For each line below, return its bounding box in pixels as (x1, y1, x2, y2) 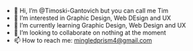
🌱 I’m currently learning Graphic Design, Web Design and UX (13, 21, 186, 29)
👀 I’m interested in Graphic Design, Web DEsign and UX (13, 14, 171, 22)
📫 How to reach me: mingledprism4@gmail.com (13, 37, 152, 44)
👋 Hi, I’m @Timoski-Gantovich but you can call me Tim (13, 7, 169, 14)
